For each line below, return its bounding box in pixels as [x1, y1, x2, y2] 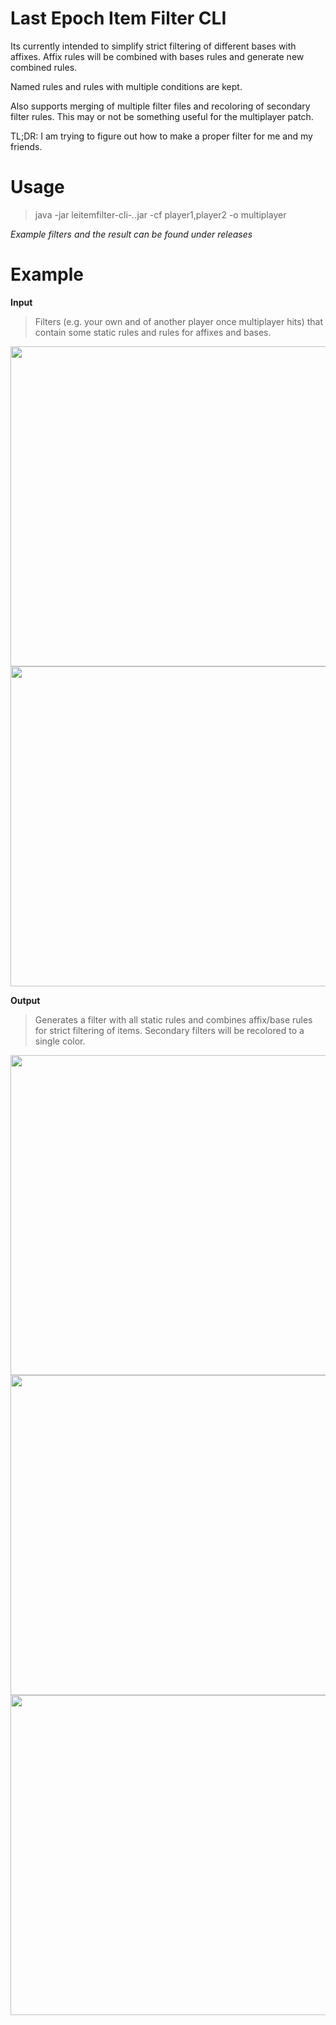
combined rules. [10, 61, 78, 73]
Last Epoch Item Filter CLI [10, 7, 227, 30]
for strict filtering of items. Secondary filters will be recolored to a [34, 1024, 305, 1036]
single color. [34, 1035, 86, 1047]
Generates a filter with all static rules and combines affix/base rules [34, 1013, 313, 1026]
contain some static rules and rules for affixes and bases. [34, 326, 272, 338]
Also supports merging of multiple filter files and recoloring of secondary [10, 100, 311, 112]
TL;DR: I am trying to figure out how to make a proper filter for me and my [10, 130, 313, 142]
